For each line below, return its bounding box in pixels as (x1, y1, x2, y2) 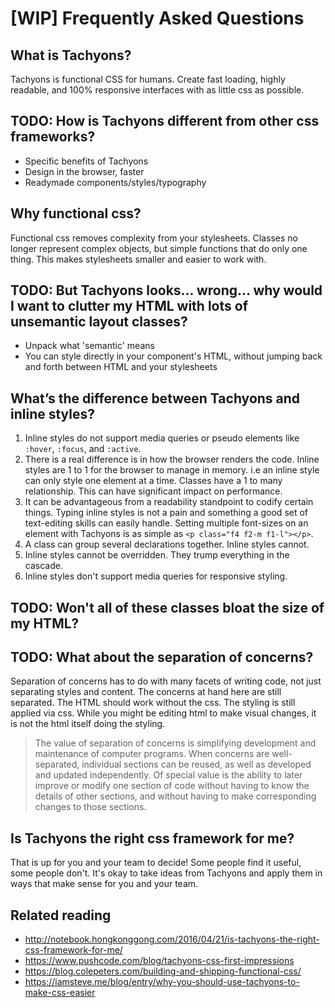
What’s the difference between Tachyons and (10, 390, 301, 407)
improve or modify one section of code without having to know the (34, 780, 310, 792)
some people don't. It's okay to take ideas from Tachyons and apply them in (10, 867, 323, 879)
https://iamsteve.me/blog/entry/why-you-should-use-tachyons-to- (24, 976, 300, 988)
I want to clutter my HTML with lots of (10, 298, 248, 315)
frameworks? (10, 128, 96, 146)
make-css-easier (24, 987, 96, 999)
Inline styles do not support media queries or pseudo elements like (24, 432, 300, 444)
